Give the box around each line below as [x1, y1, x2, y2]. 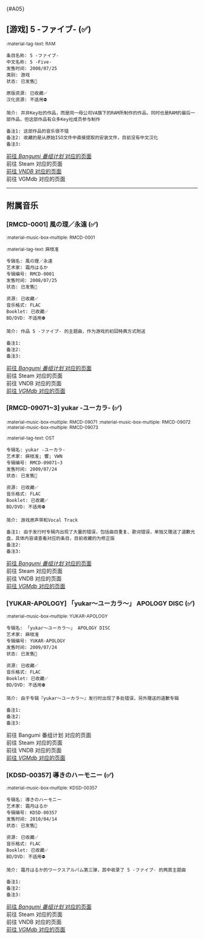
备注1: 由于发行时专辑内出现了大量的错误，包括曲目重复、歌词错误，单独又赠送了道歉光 [6, 529, 195, 535]
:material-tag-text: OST [6, 435, 55, 441]
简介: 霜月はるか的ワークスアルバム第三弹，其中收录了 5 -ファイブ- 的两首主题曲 [6, 867, 186, 873]
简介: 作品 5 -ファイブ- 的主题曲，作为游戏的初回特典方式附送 [6, 328, 146, 334]
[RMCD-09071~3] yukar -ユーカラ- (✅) [6, 404, 123, 412]
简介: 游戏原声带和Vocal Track [6, 517, 78, 523]
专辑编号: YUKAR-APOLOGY [6, 638, 66, 644]
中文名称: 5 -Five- [6, 59, 52, 65]
